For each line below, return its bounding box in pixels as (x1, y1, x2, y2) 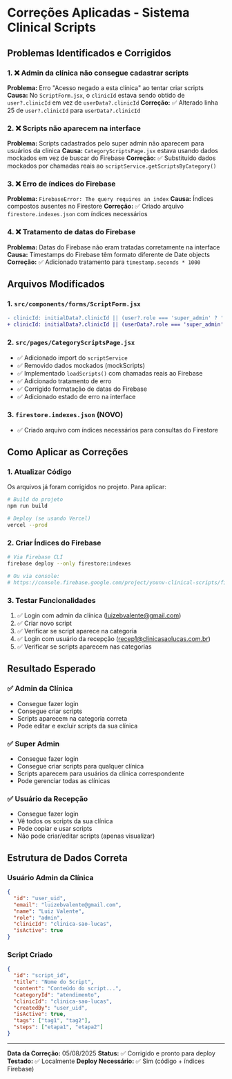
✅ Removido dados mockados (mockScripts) (17, 361, 146, 369)
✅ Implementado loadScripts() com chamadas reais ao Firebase (17, 369, 203, 377)
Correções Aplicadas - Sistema (7, 5, 190, 21)
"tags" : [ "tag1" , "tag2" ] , (13, 1017, 91, 1024)
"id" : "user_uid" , (13, 895, 67, 902)
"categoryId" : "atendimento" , (13, 991, 100, 999)
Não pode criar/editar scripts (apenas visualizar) (17, 832, 155, 840)
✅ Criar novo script (17, 619, 72, 628)
